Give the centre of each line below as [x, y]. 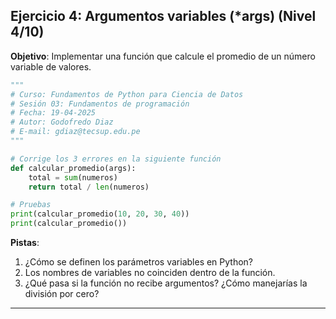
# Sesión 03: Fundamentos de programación [100, 104]
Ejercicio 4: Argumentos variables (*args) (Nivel [163, 16]
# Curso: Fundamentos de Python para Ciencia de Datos [127, 94]
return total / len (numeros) [89, 187]
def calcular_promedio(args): [73, 168]
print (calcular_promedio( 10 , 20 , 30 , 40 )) [100, 214]
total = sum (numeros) [73, 177]
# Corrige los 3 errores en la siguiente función [116, 159]
